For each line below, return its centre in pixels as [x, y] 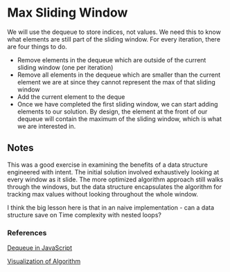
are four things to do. [37, 46]
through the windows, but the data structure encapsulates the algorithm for [115, 187]
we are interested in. [46, 126]
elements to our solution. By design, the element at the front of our [112, 111]
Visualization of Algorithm [44, 262]
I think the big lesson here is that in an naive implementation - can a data [111, 207]
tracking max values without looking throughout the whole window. [103, 194]
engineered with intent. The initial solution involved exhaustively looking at [113, 172]
